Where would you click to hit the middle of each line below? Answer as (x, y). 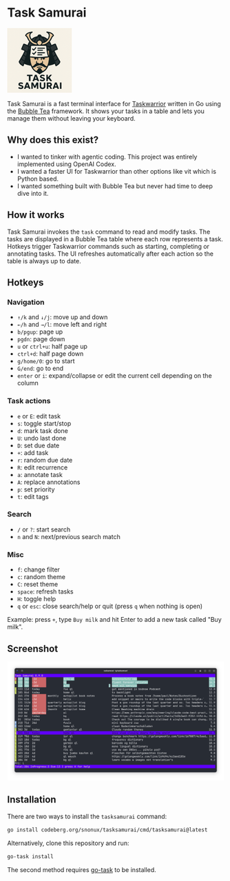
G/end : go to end (40, 368)
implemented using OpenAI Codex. (67, 164)
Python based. (38, 179)
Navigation (26, 302)
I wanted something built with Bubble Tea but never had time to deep (115, 186)
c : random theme (41, 577)
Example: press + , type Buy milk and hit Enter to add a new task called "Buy (114, 620)
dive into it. (33, 193)
